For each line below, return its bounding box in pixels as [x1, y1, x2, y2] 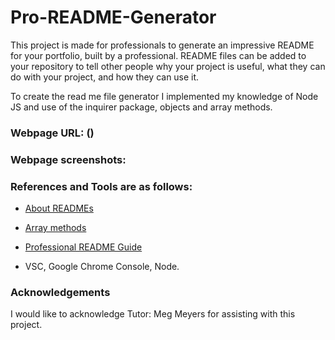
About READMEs [24, 202, 94, 215]
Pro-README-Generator [10, 6, 217, 29]
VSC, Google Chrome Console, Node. [24, 261, 180, 273]
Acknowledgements [10, 286, 111, 299]
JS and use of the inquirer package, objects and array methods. [10, 101, 273, 113]
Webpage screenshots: [10, 152, 127, 166]
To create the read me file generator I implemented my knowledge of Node [10, 90, 319, 102]
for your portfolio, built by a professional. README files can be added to [10, 49, 307, 61]
